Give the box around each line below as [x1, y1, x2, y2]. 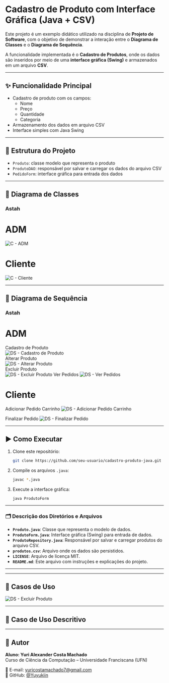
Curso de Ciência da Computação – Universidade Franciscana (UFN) [5, 657, 147, 663]
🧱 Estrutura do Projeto [5, 146, 75, 155]
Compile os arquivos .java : [12, 467, 69, 473]
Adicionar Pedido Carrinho [5, 405, 60, 412]
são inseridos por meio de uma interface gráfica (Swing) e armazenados [5, 57, 157, 63]
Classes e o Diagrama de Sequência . [5, 41, 84, 47]
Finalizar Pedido [5, 415, 39, 422]
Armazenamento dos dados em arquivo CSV [12, 122, 105, 128]
